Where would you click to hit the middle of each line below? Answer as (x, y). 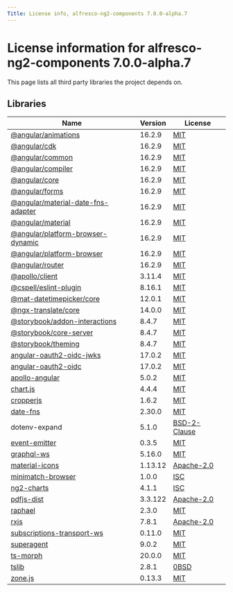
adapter (23, 211)
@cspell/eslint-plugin (46, 287)
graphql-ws (30, 454)
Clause (184, 432)
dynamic (25, 242)
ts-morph (27, 556)
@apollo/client (34, 276)
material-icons (35, 466)
